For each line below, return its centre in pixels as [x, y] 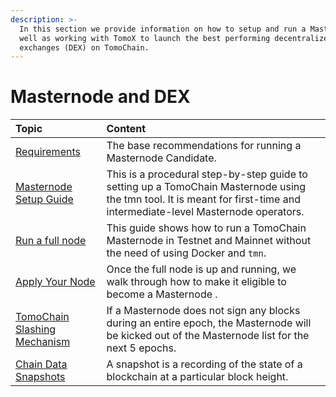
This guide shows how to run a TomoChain [206, 228]
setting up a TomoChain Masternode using [206, 187]
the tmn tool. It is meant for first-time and [203, 199]
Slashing [36, 329]
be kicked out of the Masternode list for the [208, 336]
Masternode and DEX [100, 97]
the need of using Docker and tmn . [186, 253]
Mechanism [43, 342]
